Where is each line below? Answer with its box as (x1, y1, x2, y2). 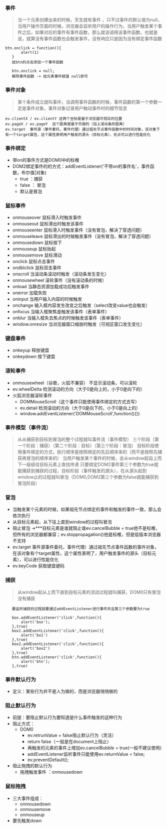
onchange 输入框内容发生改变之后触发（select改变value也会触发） (12, 302, 150, 308)
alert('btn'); (20, 659, 50, 664)
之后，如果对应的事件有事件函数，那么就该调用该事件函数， (21, 29, 145, 36)
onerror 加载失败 (12, 290, 47, 296)
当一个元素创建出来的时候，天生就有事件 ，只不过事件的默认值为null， (17, 17, 162, 23)
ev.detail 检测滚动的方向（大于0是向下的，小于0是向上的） (19, 405, 141, 411)
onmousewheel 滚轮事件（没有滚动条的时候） (12, 277, 107, 283)
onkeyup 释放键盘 (12, 347, 49, 353)
